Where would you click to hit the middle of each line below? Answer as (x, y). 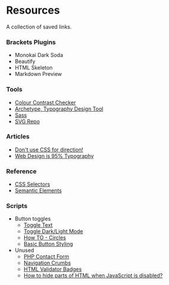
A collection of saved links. (39, 27)
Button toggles (33, 219)
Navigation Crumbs (47, 263)
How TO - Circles (45, 237)
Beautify (25, 61)
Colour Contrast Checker (45, 102)
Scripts (17, 206)
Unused (24, 251)
